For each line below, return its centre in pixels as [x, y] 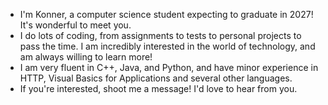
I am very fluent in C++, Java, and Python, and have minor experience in [169, 67]
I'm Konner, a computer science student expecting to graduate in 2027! [166, 14]
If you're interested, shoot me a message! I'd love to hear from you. [158, 88]
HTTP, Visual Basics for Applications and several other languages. [156, 78]
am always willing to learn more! [86, 57]
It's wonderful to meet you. [75, 25]
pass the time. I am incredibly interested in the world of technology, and [167, 46]
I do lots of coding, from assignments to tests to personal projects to [160, 35]
